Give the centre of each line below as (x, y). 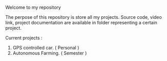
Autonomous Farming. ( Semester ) (50, 53)
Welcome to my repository (33, 7)
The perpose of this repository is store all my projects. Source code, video (84, 17)
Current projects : (24, 38)
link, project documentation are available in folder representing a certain (81, 23)
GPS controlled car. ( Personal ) (46, 48)
